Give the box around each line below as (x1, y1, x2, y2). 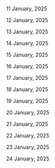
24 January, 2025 (6, 155, 50, 162)
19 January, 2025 (6, 98, 48, 104)
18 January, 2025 (6, 86, 48, 93)
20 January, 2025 (6, 109, 50, 116)
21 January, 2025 (6, 120, 48, 127)
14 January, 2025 (6, 40, 48, 46)
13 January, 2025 (6, 28, 48, 35)
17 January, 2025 (6, 74, 48, 81)
